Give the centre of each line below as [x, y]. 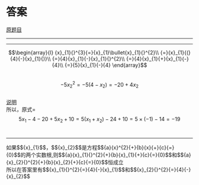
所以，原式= [21, 109]
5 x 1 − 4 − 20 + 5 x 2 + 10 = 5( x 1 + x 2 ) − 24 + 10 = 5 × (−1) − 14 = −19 [99, 120]
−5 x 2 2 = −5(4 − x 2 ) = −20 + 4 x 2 [99, 85]
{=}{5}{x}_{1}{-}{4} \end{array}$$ [106, 65]
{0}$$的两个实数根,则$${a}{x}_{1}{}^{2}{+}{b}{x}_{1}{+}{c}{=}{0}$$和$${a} [99, 155]
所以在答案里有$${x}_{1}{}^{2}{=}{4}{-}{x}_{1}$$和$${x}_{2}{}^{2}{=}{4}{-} [99, 170]
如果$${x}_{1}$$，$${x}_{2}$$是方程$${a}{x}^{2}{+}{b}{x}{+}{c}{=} [90, 148]
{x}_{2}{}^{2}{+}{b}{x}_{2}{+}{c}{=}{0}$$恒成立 [65, 163]
